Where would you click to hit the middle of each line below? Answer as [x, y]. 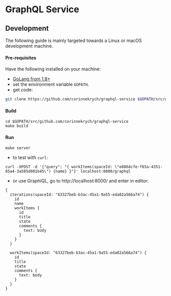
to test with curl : [30, 157]
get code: [23, 90]
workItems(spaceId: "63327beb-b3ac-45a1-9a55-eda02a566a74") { [78, 253]
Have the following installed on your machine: [53, 69]
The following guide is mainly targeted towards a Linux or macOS [74, 40]
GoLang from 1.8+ [32, 79]
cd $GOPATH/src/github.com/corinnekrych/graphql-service [67, 122]
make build [17, 126]
